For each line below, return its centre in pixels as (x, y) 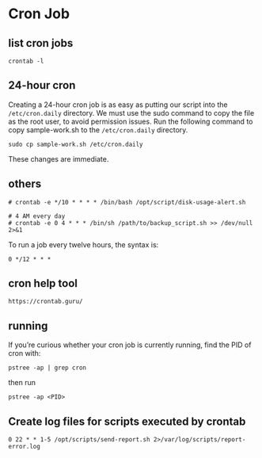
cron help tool (43, 283)
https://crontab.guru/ (46, 302)
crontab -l (26, 61)
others (25, 184)
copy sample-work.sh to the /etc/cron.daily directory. (98, 130)
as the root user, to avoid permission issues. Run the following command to (131, 121)
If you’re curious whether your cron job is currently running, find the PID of (130, 345)
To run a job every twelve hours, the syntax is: (84, 244)
